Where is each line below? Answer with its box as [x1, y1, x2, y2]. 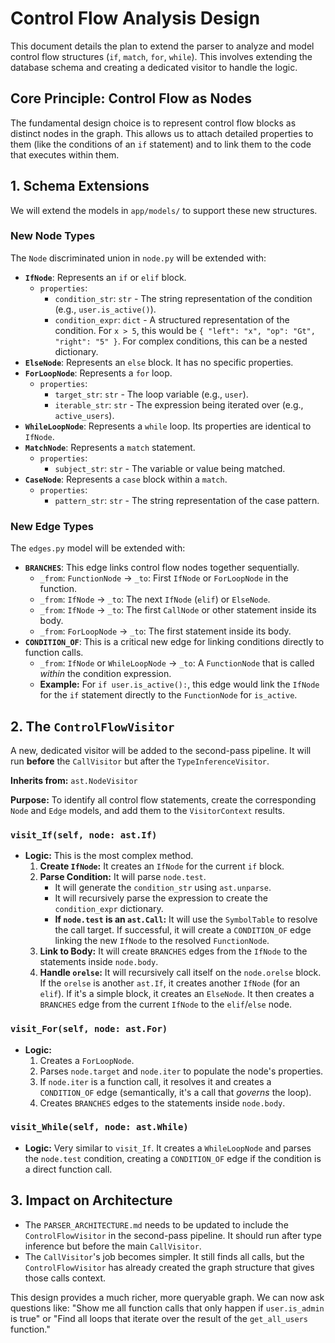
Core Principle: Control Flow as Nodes [10, 90, 252, 107]
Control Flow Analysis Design [10, 7, 261, 30]
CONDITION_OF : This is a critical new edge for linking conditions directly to [24, 636, 325, 648]
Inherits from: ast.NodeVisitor [10, 774, 138, 786]
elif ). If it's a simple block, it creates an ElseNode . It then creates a [39, 988, 315, 1000]
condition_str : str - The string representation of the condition [54, 292, 313, 304]
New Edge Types [10, 519, 94, 533]
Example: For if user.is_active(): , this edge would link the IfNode [39, 678, 320, 691]
